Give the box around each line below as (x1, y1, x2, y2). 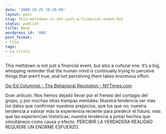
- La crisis (5, 49, 30, 54)
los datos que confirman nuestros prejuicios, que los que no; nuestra (5, 103, 147, 109)
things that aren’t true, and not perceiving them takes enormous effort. (5, 73, 150, 79)
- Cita (5, 40, 19, 45)
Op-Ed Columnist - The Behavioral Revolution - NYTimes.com (5, 82, 132, 88)
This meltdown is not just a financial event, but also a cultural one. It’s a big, (5, 63, 161, 68)
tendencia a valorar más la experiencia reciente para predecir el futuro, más (5, 108, 161, 114)
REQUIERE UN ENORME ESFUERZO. (5, 124, 79, 130)
